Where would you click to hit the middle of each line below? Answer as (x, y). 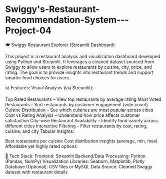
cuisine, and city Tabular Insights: (40, 131)
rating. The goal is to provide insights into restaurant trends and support (79, 72)
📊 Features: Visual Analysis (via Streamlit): (49, 87)
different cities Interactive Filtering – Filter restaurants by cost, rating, (76, 126)
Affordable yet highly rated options (41, 146)
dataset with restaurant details (36, 172)
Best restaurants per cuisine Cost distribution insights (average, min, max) (81, 141)
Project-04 (28, 31)
